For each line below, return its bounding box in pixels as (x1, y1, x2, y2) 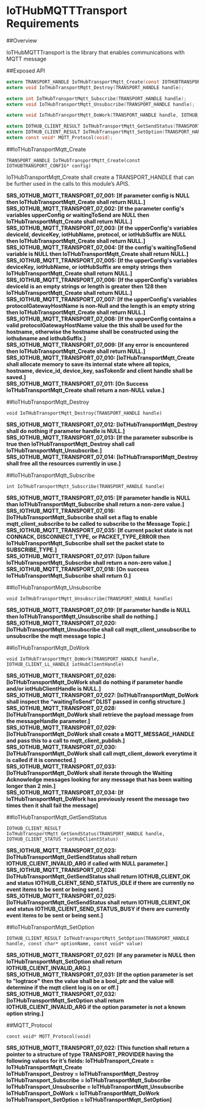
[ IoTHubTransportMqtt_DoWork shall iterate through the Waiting (6, 769, 173, 776)
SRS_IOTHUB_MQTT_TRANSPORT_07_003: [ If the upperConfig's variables (6, 224, 198, 231)
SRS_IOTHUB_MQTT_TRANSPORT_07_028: (6, 704, 117, 711)
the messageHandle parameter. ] (6, 717, 90, 724)
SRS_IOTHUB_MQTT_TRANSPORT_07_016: (6, 507, 116, 514)
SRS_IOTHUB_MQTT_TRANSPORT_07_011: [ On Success (6, 380, 149, 387)
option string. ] (6, 1009, 44, 1017)
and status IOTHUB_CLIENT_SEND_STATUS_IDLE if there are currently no (6, 879, 195, 886)
